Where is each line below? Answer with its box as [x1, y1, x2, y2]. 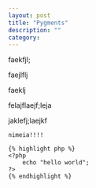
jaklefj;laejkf [8, 116, 47, 126]
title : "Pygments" [8, 19, 68, 27]
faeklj [8, 86, 26, 95]
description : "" [8, 26, 61, 34]
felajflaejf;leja [8, 101, 52, 110]
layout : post [8, 11, 51, 20]
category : [8, 33, 41, 42]
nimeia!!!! [8, 131, 44, 139]
